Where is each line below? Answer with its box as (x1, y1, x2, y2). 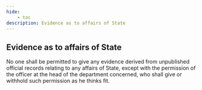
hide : (6, 8, 20, 15)
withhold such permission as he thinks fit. (6, 77, 110, 85)
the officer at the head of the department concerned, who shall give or (6, 71, 183, 78)
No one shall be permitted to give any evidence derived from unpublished (6, 58, 190, 65)
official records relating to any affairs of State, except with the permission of (6, 64, 196, 72)
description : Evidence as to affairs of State (6, 20, 126, 26)
